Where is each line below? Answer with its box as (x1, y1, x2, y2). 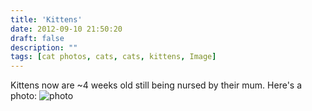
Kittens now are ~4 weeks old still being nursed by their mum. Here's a (10, 79, 303, 91)
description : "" (10, 42, 78, 53)
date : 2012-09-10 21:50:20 (10, 24, 123, 34)
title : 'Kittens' (10, 14, 83, 25)
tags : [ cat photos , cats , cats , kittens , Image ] (10, 52, 217, 62)
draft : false (10, 33, 65, 43)
